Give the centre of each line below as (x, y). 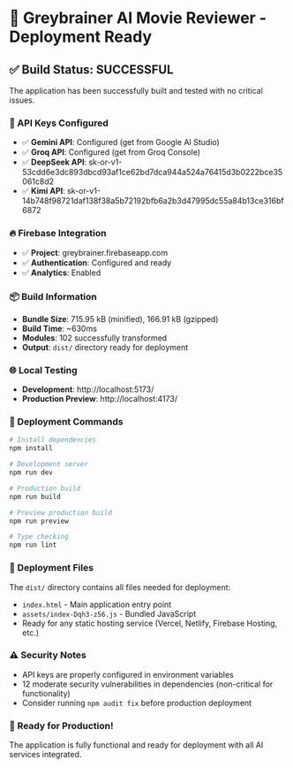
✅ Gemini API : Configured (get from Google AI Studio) (121, 142)
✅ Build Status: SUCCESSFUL (91, 69)
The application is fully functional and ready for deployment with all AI (136, 745)
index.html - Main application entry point (97, 604)
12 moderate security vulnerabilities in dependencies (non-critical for (147, 684)
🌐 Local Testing (43, 370)
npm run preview (39, 521)
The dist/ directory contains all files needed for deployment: (120, 587)
